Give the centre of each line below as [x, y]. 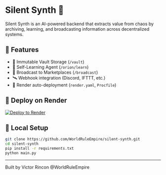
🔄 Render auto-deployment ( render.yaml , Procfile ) [64, 85]
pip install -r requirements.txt [40, 149]
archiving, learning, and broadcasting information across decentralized [77, 29]
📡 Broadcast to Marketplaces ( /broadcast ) [55, 72]
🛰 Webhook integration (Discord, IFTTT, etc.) [59, 78]
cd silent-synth [22, 144]
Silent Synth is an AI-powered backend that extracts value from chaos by [80, 24]
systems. [14, 34]
